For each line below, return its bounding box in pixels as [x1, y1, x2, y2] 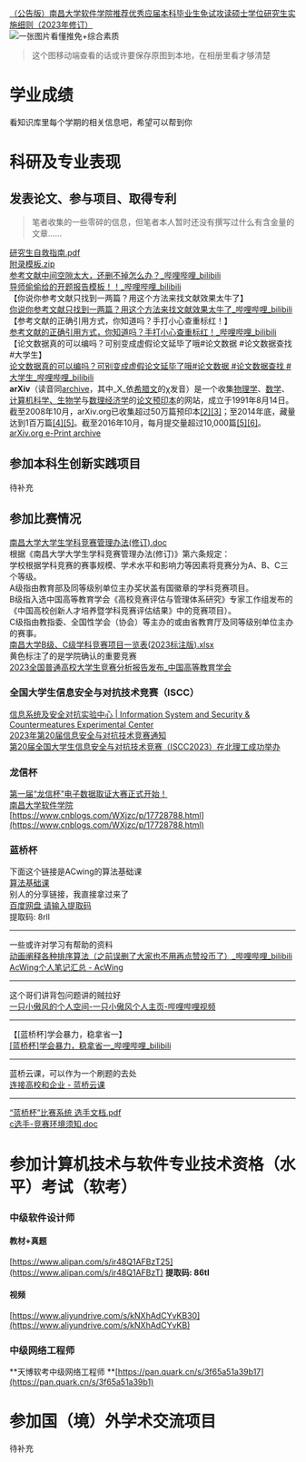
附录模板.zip [9, 258, 55, 270]
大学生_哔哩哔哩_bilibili [9, 371, 94, 383]
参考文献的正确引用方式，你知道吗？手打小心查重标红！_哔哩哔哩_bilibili [9, 326, 277, 338]
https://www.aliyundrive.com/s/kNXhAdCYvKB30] [12, 1310, 201, 1320]
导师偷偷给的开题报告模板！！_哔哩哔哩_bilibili [9, 280, 182, 292]
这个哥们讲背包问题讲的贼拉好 [9, 990, 121, 1001]
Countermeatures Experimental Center [9, 719, 154, 730]
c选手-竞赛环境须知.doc [9, 1119, 98, 1130]
